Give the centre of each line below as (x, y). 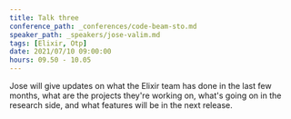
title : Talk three (44, 18)
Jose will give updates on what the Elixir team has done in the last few (140, 86)
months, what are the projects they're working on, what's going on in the (145, 95)
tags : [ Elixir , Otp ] (49, 43)
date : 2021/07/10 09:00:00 (60, 52)
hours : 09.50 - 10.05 (50, 60)
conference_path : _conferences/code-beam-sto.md (103, 26)
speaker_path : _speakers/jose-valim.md (85, 35)
